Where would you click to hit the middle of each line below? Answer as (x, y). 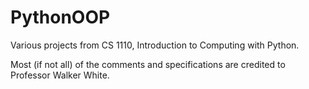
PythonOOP (60, 17)
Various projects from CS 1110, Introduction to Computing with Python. (155, 45)
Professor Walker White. (60, 75)
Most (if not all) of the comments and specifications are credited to (148, 64)
